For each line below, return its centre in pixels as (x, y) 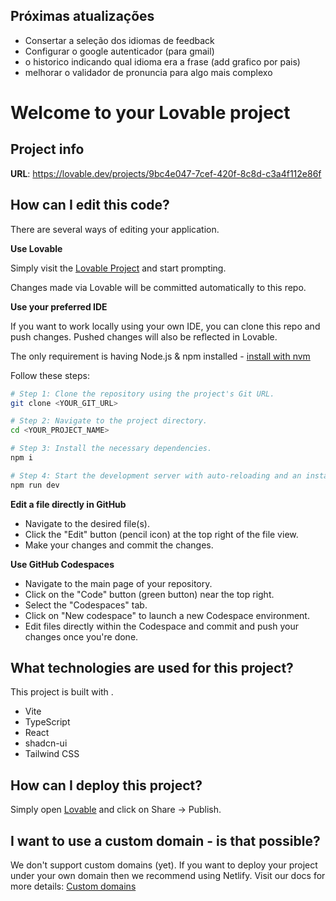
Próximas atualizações (82, 16)
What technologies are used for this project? (152, 668)
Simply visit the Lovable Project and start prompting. (118, 268)
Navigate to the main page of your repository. (118, 583)
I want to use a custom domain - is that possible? (165, 840)
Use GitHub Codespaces (62, 564)
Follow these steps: (50, 375)
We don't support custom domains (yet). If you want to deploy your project (164, 865)
